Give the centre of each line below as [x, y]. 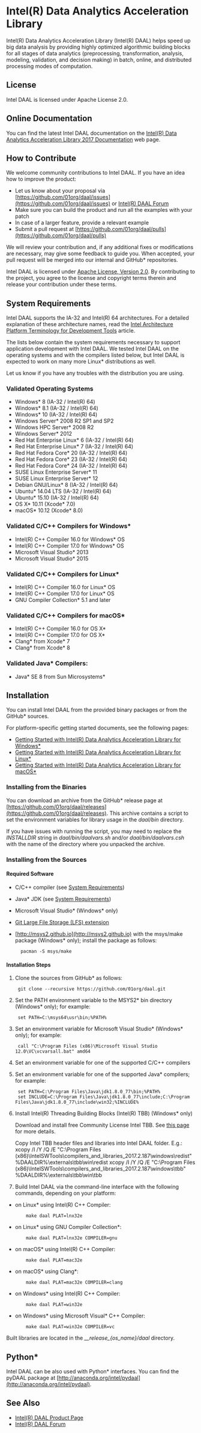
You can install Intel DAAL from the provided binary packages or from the [97, 710]
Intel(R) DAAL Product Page [49, 1417]
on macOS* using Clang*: [47, 1272]
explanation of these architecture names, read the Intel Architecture [90, 324]
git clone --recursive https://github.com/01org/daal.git [92, 989]
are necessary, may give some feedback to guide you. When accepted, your [100, 253]
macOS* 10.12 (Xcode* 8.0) [49, 510]
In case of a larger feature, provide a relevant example [82, 223]
